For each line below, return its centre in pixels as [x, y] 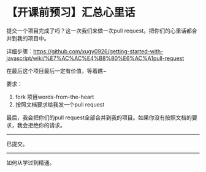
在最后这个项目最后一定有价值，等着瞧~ [57, 70]
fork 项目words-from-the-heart [55, 97]
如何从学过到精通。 [31, 162]
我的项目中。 [33, 38]
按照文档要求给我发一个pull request [60, 104]
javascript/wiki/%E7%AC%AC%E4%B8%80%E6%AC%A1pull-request [95, 58]
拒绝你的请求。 [46, 125]
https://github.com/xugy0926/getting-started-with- [98, 51]
